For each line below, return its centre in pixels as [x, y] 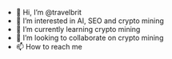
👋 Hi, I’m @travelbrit [49, 12]
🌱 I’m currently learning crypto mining [78, 29]
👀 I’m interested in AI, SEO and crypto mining [90, 21]
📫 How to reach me [49, 47]
